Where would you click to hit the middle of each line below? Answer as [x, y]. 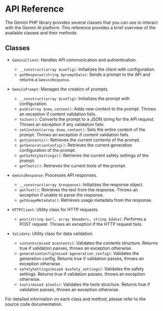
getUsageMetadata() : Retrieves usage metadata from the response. [86, 200]
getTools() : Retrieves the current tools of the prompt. [73, 165]
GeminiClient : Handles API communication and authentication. [74, 60]
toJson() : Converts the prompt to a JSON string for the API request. [87, 119]
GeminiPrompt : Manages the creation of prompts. [60, 89]
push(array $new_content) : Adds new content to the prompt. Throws [88, 109]
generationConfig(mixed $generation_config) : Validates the [79, 253]
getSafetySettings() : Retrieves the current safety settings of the [84, 155]
